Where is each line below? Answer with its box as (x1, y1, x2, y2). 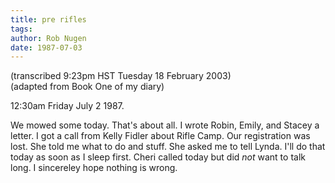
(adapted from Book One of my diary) (10, 81, 165, 93)
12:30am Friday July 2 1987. (10, 100, 125, 112)
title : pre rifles (10, 14, 87, 25)
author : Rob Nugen (10, 33, 87, 43)
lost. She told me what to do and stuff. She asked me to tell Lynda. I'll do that (10, 141, 326, 153)
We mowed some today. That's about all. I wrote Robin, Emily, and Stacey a (10, 119, 320, 131)
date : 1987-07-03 (10, 42, 83, 53)
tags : (10, 24, 33, 34)
